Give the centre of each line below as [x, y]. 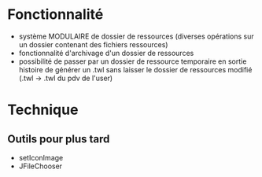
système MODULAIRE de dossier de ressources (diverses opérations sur [136, 36]
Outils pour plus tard [59, 139]
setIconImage [41, 157]
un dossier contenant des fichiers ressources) [93, 44]
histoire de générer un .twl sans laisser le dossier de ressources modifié [135, 69]
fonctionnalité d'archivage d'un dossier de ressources [106, 53]
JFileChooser [41, 166]
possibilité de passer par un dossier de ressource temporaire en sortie [133, 61]
